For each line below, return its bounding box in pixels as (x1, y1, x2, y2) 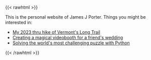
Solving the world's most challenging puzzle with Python (12, 40, 130, 46)
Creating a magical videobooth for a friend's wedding (12, 35, 123, 40)
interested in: (5, 20, 33, 25)
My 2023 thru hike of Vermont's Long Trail (12, 29, 100, 35)
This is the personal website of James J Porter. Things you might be (5, 14, 146, 20)
